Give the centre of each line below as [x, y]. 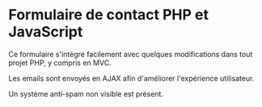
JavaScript [46, 32]
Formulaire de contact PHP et [108, 15]
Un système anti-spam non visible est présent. [86, 93]
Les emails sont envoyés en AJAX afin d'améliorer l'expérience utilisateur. [131, 78]
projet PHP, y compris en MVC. [60, 63]
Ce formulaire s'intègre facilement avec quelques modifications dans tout [131, 54]
